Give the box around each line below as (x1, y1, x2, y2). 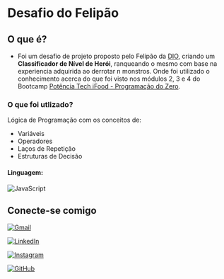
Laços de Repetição (17, 144, 76, 153)
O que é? (7, 33, 47, 45)
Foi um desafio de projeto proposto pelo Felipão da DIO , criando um (17, 52, 216, 60)
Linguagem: (7, 168, 44, 176)
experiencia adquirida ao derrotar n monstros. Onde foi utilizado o (17, 67, 210, 75)
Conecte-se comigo (7, 204, 97, 217)
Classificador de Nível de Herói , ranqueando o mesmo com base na (17, 59, 218, 68)
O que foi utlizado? (7, 99, 73, 109)
